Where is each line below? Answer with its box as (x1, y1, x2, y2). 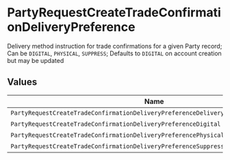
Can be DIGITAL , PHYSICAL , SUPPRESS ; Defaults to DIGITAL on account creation (7, 49, 222, 57)
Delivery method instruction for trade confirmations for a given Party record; (7, 42, 222, 50)
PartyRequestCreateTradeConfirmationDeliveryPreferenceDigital (10, 120, 221, 128)
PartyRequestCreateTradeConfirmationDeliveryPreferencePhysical (10, 131, 225, 139)
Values (7, 77, 38, 88)
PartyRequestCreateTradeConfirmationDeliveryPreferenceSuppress (10, 142, 225, 150)
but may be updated (7, 56, 64, 64)
